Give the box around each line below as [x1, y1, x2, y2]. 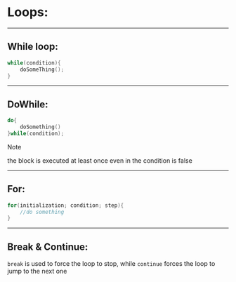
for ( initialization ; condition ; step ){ [7, 201, 124, 209]
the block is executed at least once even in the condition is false [7, 156, 193, 165]
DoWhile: [7, 98, 48, 110]
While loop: [7, 41, 58, 53]
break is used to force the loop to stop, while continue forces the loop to [7, 260, 216, 268]
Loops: [7, 4, 48, 20]
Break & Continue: [7, 241, 88, 253]
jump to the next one [7, 267, 67, 276]
